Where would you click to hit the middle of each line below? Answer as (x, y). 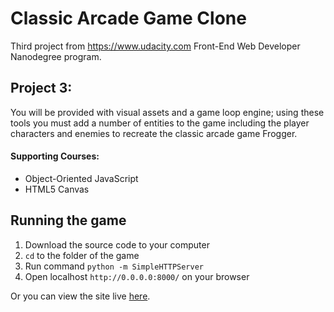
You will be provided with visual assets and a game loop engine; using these (167, 112)
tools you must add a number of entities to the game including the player (160, 123)
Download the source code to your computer (117, 244)
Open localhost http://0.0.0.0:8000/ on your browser (137, 276)
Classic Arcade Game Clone (128, 18)
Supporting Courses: (55, 156)
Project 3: (41, 88)
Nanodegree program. (56, 56)
